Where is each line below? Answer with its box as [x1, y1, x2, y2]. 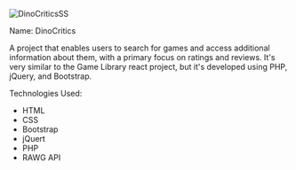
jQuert [21, 134, 46, 143]
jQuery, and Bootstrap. [9, 71, 92, 81]
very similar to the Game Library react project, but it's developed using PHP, [9, 62, 288, 72]
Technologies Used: [9, 89, 83, 98]
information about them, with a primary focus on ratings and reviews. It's [9, 52, 276, 62]
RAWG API [21, 152, 61, 163]
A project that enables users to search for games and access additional [9, 42, 270, 53]
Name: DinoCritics [9, 26, 76, 35]
